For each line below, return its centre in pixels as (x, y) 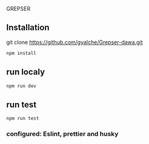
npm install (21, 53)
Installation (28, 27)
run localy (26, 72)
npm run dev (21, 86)
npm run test (23, 119)
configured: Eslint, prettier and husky (62, 134)
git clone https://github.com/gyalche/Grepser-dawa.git (74, 42)
